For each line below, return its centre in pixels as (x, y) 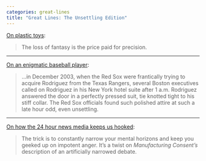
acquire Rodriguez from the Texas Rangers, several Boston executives (110, 83)
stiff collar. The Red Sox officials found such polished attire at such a (108, 102)
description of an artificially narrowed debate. (79, 151)
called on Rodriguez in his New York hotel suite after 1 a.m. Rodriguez (109, 89)
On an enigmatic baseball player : (48, 64)
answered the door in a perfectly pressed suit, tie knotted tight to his (108, 96)
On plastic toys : (26, 35)
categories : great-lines (38, 12)
